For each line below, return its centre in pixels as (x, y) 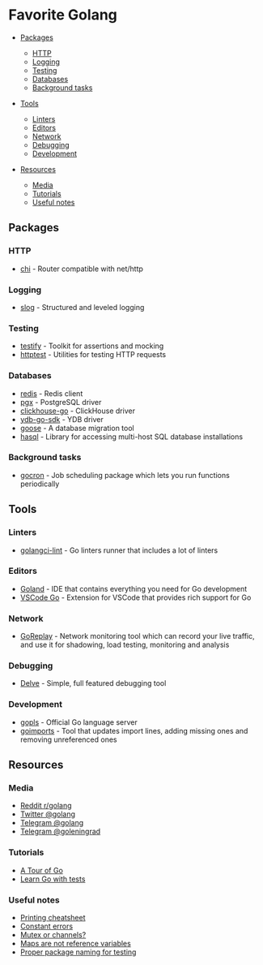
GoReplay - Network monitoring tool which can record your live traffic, (137, 636)
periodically (40, 484)
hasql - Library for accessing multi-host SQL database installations (131, 437)
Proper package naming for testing (78, 952)
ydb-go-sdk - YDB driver (62, 419)
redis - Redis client (51, 393)
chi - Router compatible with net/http (82, 269)
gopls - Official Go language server (78, 722)
